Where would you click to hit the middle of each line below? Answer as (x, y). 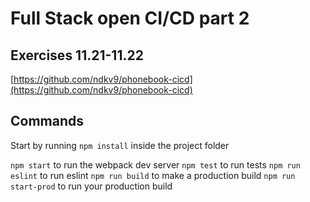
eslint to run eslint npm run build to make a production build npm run (153, 175)
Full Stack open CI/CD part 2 (130, 18)
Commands (47, 121)
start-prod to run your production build (91, 186)
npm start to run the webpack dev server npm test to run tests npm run (155, 164)
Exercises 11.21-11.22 (77, 55)
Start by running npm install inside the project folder (120, 145)
